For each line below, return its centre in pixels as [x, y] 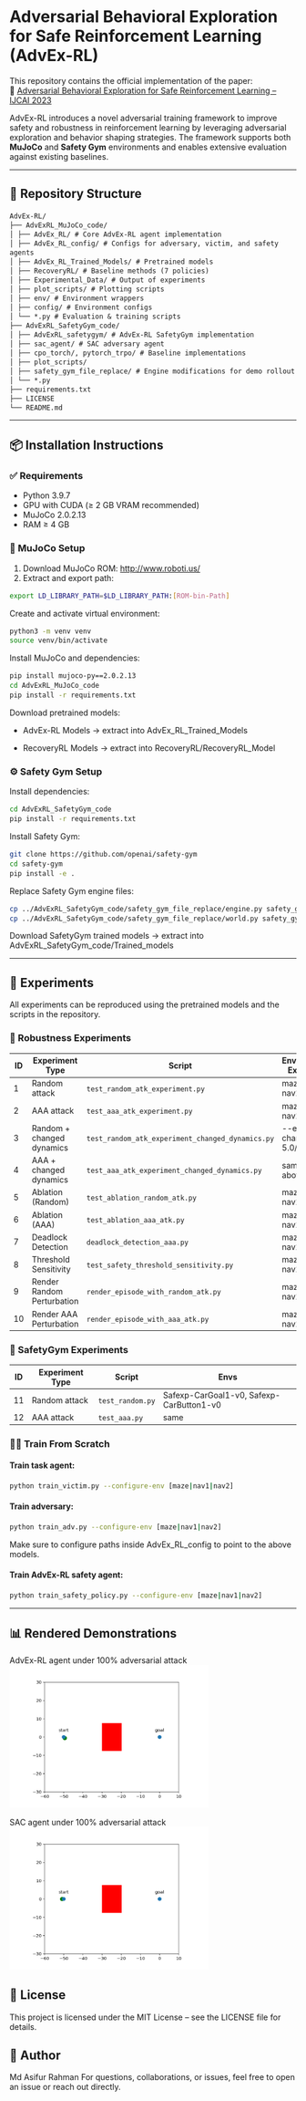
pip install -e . [42, 873]
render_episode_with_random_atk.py [153, 1293]
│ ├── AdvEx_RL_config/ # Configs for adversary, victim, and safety [144, 244]
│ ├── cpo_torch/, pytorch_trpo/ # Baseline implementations [128, 353]
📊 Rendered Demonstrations [93, 1633]
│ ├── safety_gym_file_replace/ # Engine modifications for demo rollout [153, 371]
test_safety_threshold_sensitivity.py [160, 1265]
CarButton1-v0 [192, 1405]
